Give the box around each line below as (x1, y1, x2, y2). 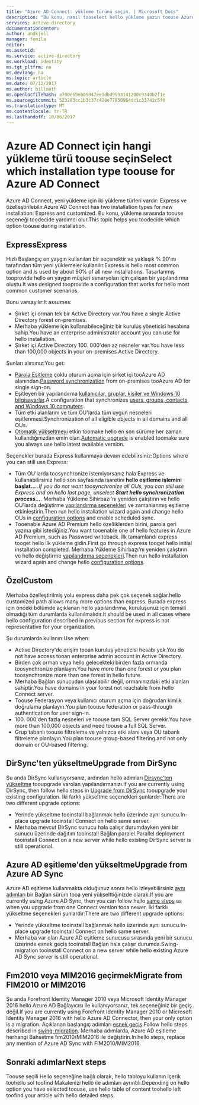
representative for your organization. (6, 623, 96, 630)
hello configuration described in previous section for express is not (6, 616, 170, 624)
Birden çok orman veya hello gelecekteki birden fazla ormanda (14, 659, 168, 666)
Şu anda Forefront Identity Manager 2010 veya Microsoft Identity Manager (6, 996, 187, 1003)
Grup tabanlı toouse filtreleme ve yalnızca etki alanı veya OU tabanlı (14, 728, 179, 735)
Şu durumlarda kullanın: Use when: (6, 634, 90, 641)
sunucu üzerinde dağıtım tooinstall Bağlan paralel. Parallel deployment (14, 829, 185, 837)
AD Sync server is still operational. (14, 953, 99, 960)
